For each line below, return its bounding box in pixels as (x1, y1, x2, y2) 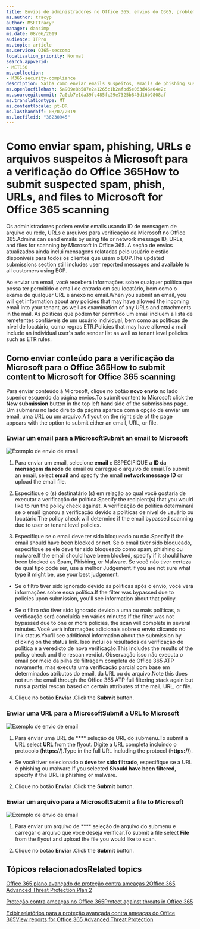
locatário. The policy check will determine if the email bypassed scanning (14, 515, 193, 522)
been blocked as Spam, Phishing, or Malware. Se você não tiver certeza (14, 558, 192, 565)
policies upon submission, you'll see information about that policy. (14, 595, 177, 602)
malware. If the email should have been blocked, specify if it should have (14, 552, 192, 559)
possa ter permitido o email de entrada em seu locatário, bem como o (6, 285, 177, 292)
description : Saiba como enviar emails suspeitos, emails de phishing (6, 81, 185, 87)
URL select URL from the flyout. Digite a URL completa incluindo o (14, 741, 177, 748)
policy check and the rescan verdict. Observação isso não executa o (14, 651, 183, 658)
